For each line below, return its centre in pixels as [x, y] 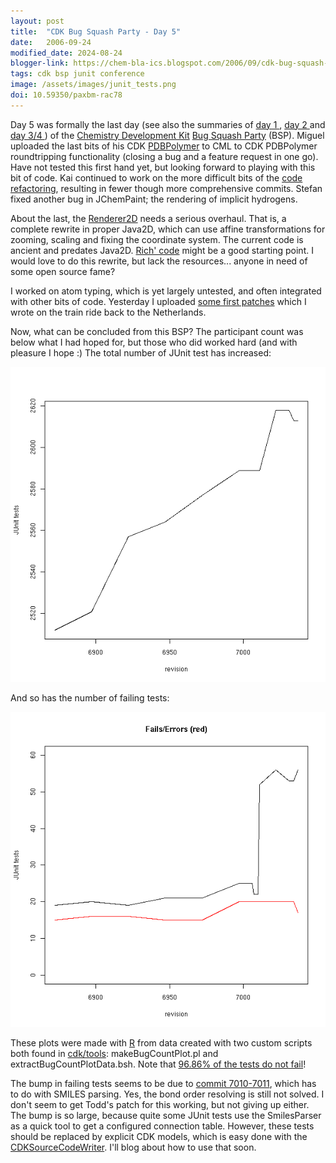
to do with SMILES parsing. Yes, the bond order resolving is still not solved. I [167, 1094]
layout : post [37, 21]
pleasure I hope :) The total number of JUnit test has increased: [141, 352]
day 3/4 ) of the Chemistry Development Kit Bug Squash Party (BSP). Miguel [167, 135]
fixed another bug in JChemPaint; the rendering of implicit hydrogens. [154, 199]
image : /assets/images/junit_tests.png [93, 85]
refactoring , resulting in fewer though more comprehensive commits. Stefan [166, 188]
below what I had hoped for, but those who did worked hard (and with [154, 342]
